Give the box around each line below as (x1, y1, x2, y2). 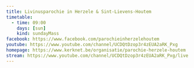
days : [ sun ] (17, 25, 46, 31)
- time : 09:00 (11, 20, 46, 25)
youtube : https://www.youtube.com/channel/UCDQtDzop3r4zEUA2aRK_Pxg (6, 42, 178, 48)
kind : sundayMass (17, 31, 60, 37)
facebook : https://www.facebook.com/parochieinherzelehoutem (6, 36, 160, 42)
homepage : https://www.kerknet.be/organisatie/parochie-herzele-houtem (6, 47, 186, 53)
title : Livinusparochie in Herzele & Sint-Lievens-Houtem (6, 8, 152, 15)
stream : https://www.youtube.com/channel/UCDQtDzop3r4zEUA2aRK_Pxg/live (6, 53, 189, 59)
